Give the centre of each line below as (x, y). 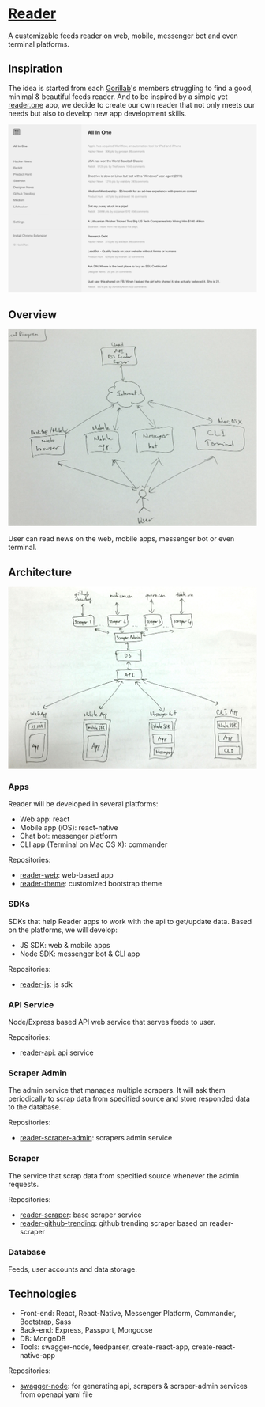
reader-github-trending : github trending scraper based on (114, 1223)
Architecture (40, 572)
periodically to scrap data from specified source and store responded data (129, 1099)
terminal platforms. (39, 44)
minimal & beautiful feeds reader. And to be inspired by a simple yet (118, 97)
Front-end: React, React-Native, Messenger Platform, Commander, (128, 1313)
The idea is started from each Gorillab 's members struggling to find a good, (131, 88)
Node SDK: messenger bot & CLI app (80, 954)
